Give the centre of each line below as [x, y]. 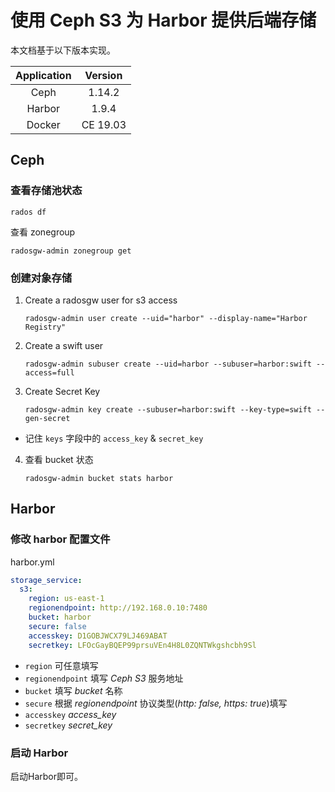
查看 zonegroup [43, 232]
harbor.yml [32, 562]
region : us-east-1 [66, 599]
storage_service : [46, 580]
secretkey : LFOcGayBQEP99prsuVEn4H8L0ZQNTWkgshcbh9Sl [142, 645]
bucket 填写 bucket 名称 [73, 690]
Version [103, 75]
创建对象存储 [41, 278]
